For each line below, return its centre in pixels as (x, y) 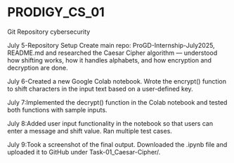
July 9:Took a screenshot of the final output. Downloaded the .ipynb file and (117, 144)
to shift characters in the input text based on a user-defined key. (100, 89)
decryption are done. (38, 67)
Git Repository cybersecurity (49, 32)
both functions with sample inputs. (57, 110)
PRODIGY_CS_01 (56, 12)
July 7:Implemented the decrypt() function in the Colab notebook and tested (117, 102)
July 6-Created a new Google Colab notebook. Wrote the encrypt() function (117, 81)
